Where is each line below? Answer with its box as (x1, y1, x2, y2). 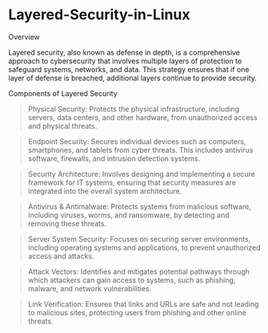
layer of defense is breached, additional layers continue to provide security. (8, 73, 258, 82)
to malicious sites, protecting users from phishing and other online (27, 307, 246, 317)
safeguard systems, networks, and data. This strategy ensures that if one (8, 64, 250, 74)
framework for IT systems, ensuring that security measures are (27, 178, 236, 187)
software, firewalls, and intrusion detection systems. (27, 154, 201, 163)
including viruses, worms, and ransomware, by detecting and (27, 210, 230, 219)
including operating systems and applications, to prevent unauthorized (27, 243, 261, 252)
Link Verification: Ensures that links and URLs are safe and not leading (27, 299, 259, 309)
